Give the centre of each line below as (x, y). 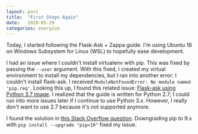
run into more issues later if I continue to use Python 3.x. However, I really (97, 101)
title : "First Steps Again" (42, 17)
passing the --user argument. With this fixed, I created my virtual (86, 69)
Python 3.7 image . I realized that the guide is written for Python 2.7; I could (98, 94)
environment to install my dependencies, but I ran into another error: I (92, 75)
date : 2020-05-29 (30, 23)
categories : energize (33, 28)
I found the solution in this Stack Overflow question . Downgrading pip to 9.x (99, 119)
